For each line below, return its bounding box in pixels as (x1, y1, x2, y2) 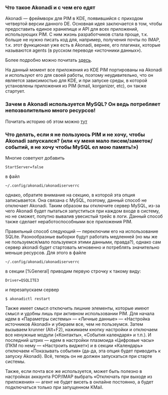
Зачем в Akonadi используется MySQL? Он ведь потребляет (5, 101, 160, 108)
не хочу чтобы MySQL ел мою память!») (34, 144, 139, 151)
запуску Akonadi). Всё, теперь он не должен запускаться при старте (5, 353, 152, 359)
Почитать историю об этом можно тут (5, 118, 88, 124)
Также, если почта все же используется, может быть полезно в (5, 368, 142, 374)
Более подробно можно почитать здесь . (5, 57, 92, 63)
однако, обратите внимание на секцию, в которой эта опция (5, 192, 135, 198)
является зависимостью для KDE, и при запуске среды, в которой (5, 77, 147, 84)
